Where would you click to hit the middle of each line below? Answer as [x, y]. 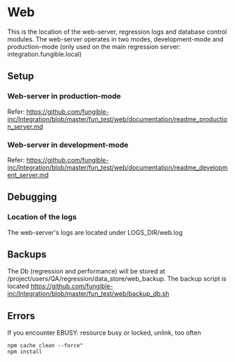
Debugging [32, 197]
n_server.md [25, 127]
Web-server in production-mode [64, 96]
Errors [21, 316]
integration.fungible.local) [45, 54]
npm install [25, 352]
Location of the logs [42, 217]
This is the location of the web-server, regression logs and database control [117, 32]
